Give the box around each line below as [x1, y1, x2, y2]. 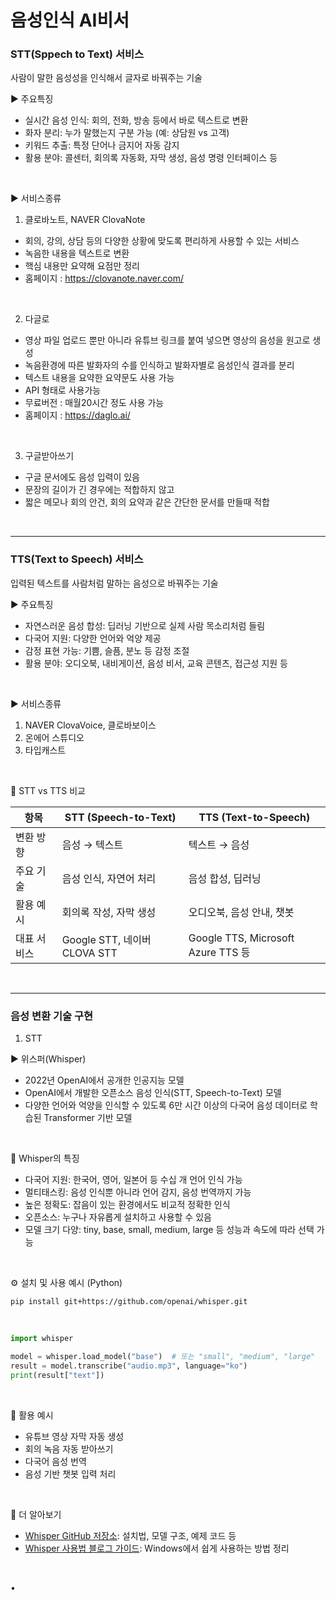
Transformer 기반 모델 [43, 1112, 133, 1124]
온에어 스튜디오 [24, 731, 85, 743]
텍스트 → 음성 [188, 837, 250, 851]
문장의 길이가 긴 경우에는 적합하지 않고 [24, 484, 175, 496]
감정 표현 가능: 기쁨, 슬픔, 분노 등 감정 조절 [24, 644, 190, 656]
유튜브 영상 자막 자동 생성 [24, 1430, 125, 1442]
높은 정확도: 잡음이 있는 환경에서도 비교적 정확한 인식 [24, 1199, 231, 1211]
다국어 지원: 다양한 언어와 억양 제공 [24, 632, 162, 644]
